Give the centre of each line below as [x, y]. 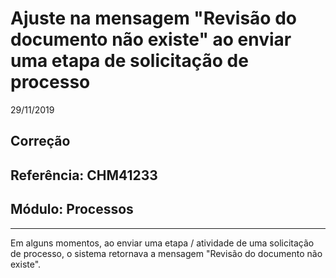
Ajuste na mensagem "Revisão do [153, 18]
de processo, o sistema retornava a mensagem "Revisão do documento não [166, 253]
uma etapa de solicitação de [129, 61]
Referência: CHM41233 [84, 175]
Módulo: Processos [72, 209]
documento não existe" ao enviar [151, 39]
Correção [40, 141]
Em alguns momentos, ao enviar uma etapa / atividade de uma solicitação [162, 243]
